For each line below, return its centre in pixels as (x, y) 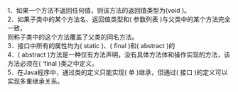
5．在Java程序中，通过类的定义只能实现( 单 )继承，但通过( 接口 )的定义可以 (118, 72)
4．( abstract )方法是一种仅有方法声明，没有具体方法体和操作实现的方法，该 (119, 54)
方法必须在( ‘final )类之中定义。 (53, 63)
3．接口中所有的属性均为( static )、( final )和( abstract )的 (91, 46)
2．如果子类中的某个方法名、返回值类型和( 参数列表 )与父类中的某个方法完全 (119, 19)
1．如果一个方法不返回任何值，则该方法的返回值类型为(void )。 (99, 10)
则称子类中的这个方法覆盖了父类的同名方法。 (73, 37)
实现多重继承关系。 (36, 81)
